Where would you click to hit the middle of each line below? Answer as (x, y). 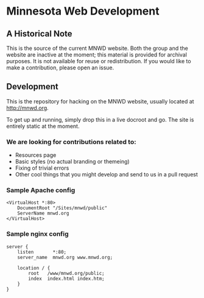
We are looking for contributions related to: (71, 142)
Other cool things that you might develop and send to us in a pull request (106, 175)
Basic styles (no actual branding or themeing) (72, 162)
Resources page (36, 155)
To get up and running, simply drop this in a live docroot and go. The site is (100, 119)
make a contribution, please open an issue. (60, 68)
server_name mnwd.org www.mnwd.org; (65, 257)
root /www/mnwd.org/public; (66, 273)
